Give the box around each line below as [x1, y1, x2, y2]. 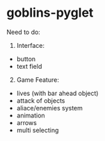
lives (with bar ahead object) [16, 89, 99, 97]
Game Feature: [16, 75, 60, 84]
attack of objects [16, 96, 65, 105]
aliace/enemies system [16, 103, 83, 112]
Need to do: [6, 28, 41, 36]
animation [16, 111, 46, 119]
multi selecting [16, 126, 59, 134]
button [16, 54, 36, 63]
